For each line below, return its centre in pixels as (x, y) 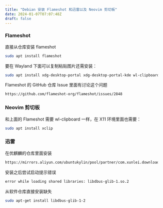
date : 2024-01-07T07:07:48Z (33, 14)
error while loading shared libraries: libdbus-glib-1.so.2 (67, 181)
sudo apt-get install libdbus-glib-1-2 (45, 200)
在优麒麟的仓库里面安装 (28, 153)
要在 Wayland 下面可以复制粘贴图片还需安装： (51, 66)
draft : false (18, 18)
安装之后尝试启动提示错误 (31, 172)
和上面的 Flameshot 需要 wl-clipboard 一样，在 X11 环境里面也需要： (73, 119)
